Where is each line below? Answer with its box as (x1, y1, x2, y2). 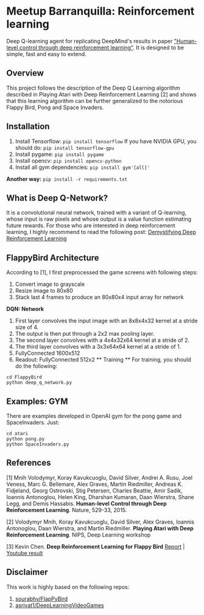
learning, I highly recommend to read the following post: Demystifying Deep (6, 229, 196, 236)
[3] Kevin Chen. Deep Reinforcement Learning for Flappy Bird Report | (6, 542, 185, 550)
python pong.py (6, 436, 45, 442)
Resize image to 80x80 (15, 287, 73, 294)
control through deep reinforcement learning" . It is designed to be (19, 44, 185, 51)
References (6, 458, 51, 468)
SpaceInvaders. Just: (6, 419, 60, 426)
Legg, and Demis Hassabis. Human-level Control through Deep (6, 500, 167, 507)
